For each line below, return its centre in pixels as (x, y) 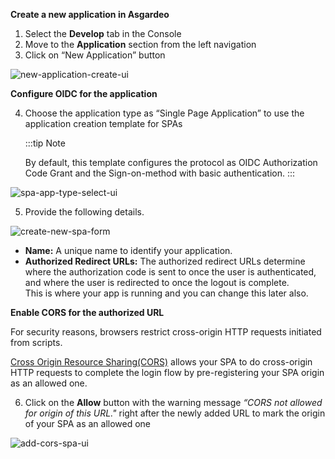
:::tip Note (45, 143)
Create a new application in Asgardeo (90, 14)
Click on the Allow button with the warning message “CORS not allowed (173, 402)
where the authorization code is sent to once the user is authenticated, (170, 272)
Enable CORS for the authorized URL (87, 312)
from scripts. (36, 342)
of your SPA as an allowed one (88, 423)
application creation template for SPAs (103, 123)
